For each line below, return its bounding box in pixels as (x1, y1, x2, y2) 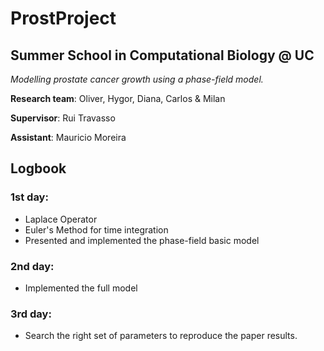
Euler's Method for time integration (24, 223, 169, 236)
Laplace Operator (24, 213, 98, 225)
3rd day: (10, 307, 52, 321)
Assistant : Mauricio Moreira (10, 132, 127, 143)
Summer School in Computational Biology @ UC (10, 47, 315, 64)
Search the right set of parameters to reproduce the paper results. (24, 330, 298, 342)
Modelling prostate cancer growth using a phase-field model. (10, 73, 264, 85)
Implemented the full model (24, 282, 138, 294)
